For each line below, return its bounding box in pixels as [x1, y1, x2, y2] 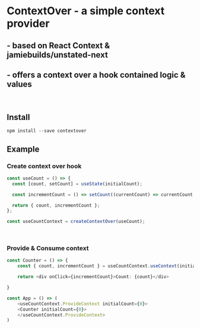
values [7, 79, 32, 89]
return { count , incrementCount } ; [12, 202, 100, 209]
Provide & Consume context [7, 244, 89, 253]
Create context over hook [7, 162, 82, 170]
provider [7, 17, 50, 30]
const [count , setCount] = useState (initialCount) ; [12, 181, 143, 187]
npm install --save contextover [7, 128, 87, 134]
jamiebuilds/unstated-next [7, 49, 109, 60]
